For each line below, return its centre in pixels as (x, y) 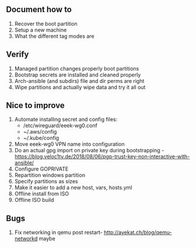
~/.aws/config (40, 132)
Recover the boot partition (46, 23)
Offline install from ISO (42, 194)
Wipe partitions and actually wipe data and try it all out (80, 87)
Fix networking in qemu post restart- (59, 232)
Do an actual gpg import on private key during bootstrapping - (89, 151)
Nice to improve (36, 105)
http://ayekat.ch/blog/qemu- (138, 232)
